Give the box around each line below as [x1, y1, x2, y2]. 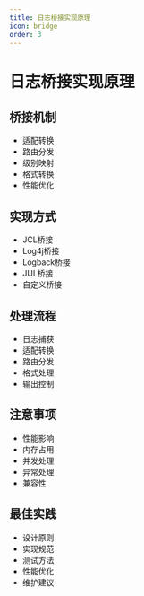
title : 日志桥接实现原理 [9, 13, 91, 22]
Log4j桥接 [21, 246, 60, 257]
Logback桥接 [21, 257, 71, 267]
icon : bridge [9, 22, 58, 31]
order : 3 [9, 30, 42, 39]
